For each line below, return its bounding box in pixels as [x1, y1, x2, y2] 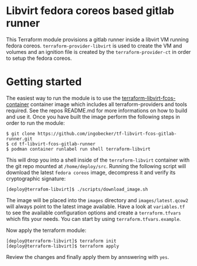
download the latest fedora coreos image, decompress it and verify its [6, 169, 176, 176]
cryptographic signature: [6, 175, 66, 182]
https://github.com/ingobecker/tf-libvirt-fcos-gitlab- [37, 131, 177, 137]
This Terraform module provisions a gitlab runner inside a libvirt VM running [6, 36, 189, 43]
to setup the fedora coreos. [6, 54, 72, 62]
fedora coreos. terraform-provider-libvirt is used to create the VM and [6, 42, 182, 49]
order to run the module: [6, 119, 65, 127]
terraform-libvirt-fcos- [122, 94, 176, 101]
